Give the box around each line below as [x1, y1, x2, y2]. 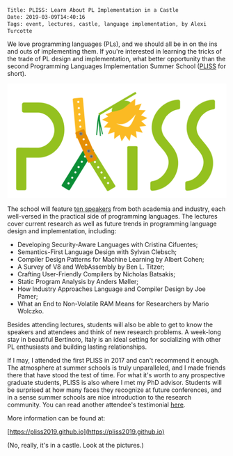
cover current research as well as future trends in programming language [7, 219, 217, 228]
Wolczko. [17, 306, 44, 315]
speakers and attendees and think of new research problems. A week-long [7, 327, 221, 336]
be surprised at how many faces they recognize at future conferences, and [7, 386, 222, 394]
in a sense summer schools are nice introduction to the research [7, 393, 192, 401]
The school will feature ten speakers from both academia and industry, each [7, 205, 226, 213]
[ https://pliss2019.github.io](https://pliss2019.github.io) [7, 427, 165, 436]
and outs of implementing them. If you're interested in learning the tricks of [7, 47, 223, 55]
